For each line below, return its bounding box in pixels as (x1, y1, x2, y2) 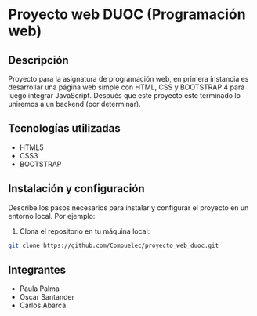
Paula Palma (19, 284, 60, 293)
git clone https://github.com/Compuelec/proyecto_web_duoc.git (8, 242, 219, 249)
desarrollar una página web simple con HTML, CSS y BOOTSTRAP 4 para (8, 82, 245, 92)
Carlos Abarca (19, 300, 67, 311)
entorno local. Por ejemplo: (8, 211, 96, 220)
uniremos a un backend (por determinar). (8, 100, 141, 108)
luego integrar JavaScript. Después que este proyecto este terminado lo (8, 91, 241, 100)
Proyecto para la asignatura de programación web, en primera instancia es (8, 74, 249, 83)
